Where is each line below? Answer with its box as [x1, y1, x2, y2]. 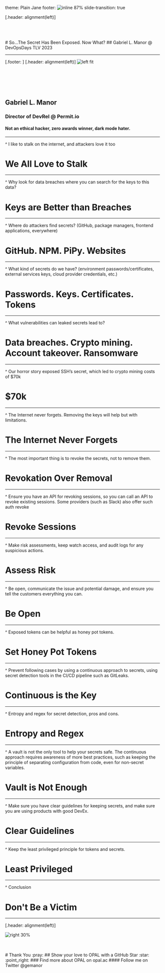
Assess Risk [5, 565, 56, 576]
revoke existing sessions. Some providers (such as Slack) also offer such [5, 499, 153, 505]
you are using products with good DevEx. [5, 808, 89, 814]
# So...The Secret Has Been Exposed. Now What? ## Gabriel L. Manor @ [5, 39, 152, 45]
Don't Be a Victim [5, 902, 77, 913]
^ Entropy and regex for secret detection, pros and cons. [5, 710, 119, 717]
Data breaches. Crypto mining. [5, 337, 133, 348]
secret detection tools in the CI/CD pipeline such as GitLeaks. [5, 672, 129, 678]
